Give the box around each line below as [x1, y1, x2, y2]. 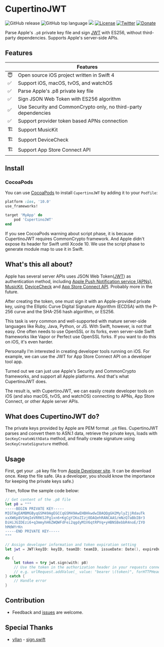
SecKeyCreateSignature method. [5, 441, 69, 447]
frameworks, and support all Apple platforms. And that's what [5, 373, 129, 379]
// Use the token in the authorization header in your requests [14, 565, 147, 569]
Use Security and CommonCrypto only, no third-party [18, 103, 143, 110]
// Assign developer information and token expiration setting [5, 543, 137, 547]
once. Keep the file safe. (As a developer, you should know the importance [5, 473, 155, 479]
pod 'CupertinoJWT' [14, 217, 54, 222]
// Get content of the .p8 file [5, 497, 71, 502]
